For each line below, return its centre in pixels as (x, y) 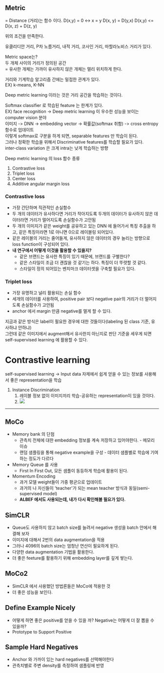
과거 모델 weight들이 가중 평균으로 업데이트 (61, 482)
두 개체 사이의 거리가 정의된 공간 (36, 63)
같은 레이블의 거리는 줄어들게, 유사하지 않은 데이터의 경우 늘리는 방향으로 (81, 238)
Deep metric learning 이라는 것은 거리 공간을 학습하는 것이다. (64, 95)
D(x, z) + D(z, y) (21, 26)
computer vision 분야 (26, 117)
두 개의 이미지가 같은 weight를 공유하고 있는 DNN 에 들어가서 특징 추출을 (82, 226)
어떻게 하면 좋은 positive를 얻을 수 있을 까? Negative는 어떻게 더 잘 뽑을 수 (83, 620)
